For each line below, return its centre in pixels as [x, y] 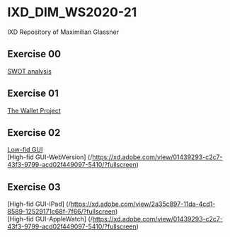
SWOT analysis [29, 71]
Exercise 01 [33, 94]
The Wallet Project [34, 110]
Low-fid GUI [25, 150]
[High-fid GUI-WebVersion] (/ [50, 157]
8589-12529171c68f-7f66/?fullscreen [62, 212]
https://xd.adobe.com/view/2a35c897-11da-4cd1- [143, 204]
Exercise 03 [34, 187]
